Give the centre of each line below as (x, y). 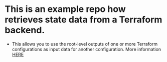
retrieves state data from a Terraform (83, 20)
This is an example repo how (65, 9)
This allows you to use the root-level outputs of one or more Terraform (85, 44)
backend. (25, 30)
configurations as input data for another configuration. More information (87, 49)
